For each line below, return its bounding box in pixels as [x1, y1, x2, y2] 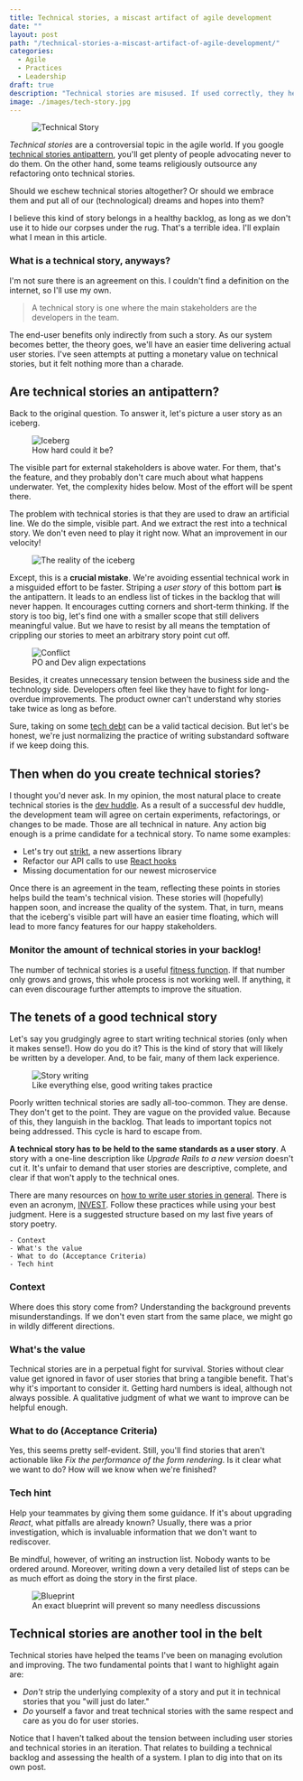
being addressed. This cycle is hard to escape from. [9, 1126, 203, 1137]
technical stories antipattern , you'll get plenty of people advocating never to [9, 149, 291, 160]
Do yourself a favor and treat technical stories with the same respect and [22, 1706, 294, 1717]
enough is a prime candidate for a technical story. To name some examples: [9, 828, 291, 840]
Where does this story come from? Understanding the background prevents [9, 1301, 291, 1312]
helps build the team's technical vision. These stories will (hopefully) [9, 892, 264, 903]
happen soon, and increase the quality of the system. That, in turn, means [9, 902, 284, 913]
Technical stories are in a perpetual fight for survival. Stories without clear [9, 1364, 284, 1374]
